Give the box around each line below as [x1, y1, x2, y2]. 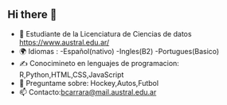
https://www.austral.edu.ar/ [18, 37, 110, 47]
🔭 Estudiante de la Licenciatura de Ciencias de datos [18, 29, 192, 38]
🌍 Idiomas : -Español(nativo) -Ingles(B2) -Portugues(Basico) [18, 46, 220, 56]
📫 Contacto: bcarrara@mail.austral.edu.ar [18, 87, 157, 96]
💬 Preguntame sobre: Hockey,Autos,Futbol [18, 78, 159, 87]
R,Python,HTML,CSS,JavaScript [18, 69, 124, 80]
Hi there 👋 [7, 8, 57, 21]
